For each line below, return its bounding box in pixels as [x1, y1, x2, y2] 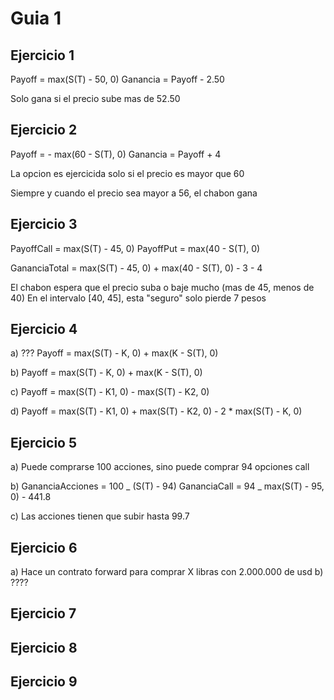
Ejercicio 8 [10, 639, 78, 656]
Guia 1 [10, 7, 62, 30]
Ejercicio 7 [10, 605, 77, 622]
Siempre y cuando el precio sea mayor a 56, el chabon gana [10, 187, 258, 199]
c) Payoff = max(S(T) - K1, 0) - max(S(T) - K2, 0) [10, 386, 210, 398]
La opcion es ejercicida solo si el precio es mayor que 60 [10, 167, 245, 179]
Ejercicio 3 [10, 216, 78, 233]
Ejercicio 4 [10, 321, 78, 338]
